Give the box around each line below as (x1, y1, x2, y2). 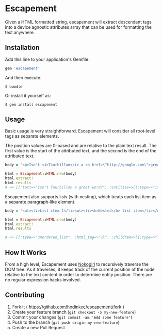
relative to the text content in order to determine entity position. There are (5, 272, 152, 278)
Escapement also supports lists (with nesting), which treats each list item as (5, 193, 157, 200)
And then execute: (5, 74, 42, 80)
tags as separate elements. (5, 133, 59, 139)
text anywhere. (5, 29, 35, 35)
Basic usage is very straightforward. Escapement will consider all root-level (5, 128, 156, 134)
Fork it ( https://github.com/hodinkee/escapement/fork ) (12, 304, 125, 310)
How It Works (5, 248, 47, 257)
